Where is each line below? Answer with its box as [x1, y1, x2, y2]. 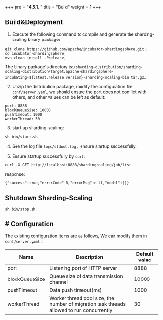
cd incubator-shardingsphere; [5, 51, 66, 56]
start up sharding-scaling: [12, 124, 64, 131]
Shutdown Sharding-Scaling [5, 194, 93, 202]
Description [76, 254, 103, 260]
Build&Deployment [5, 18, 63, 26]
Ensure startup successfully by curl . [12, 153, 85, 159]
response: [5, 171, 25, 177]
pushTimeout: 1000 [5, 112, 42, 117]
